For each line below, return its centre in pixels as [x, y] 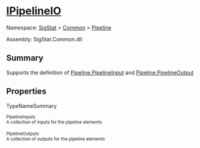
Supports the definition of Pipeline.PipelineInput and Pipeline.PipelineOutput [100, 73]
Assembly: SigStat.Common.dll [44, 39]
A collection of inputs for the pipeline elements [54, 122]
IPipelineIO [34, 11]
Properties [26, 91]
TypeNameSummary [31, 105]
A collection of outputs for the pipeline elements [56, 139]
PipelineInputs [21, 117]
